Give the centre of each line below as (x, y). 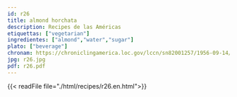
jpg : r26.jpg (26, 60)
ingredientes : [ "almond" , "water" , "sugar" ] (71, 40)
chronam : (20, 53)
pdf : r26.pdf (26, 66)
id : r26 (19, 14)
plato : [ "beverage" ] (38, 46)
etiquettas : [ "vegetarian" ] (49, 33)
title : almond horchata (42, 20)
